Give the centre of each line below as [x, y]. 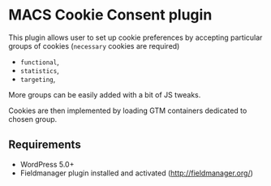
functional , [39, 62]
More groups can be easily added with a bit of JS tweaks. [105, 94]
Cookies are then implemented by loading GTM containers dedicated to [128, 110]
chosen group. [33, 119]
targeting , [38, 79]
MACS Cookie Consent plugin [110, 15]
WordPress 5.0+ [47, 164]
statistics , [39, 70]
